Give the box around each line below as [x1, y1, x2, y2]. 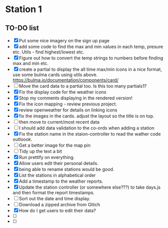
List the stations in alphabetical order [19, 173, 96, 178]
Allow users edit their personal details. [19, 160, 99, 166]
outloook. [12, 136, 33, 142]
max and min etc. [12, 61, 49, 66]
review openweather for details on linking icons [19, 107, 118, 113]
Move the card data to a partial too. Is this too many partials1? [19, 83, 147, 89]
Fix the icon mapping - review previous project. [19, 101, 118, 107]
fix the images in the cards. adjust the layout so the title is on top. [19, 113, 155, 119]
